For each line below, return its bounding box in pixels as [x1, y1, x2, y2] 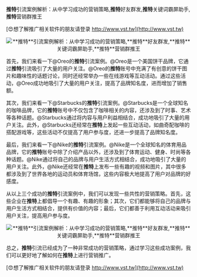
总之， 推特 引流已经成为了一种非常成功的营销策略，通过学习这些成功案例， [6, 244, 186, 251]
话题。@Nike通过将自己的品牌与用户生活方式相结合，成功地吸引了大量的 [11, 156, 186, 163]
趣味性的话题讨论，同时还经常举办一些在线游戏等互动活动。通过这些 [16, 73, 181, 79]
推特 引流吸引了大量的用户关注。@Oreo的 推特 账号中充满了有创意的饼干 [11, 65, 182, 72]
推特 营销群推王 [6, 13, 42, 20]
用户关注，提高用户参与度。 [6, 212, 73, 219]
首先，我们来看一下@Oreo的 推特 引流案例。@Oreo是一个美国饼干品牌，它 [6, 58, 184, 64]
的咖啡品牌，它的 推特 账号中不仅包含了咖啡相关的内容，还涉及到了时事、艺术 [6, 107, 191, 114]
